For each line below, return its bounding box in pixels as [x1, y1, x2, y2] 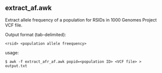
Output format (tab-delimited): [5, 31, 66, 37]
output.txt [5, 63, 27, 68]
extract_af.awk [5, 4, 52, 12]
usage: [5, 49, 19, 55]
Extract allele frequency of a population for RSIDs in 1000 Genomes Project [5, 17, 157, 23]
